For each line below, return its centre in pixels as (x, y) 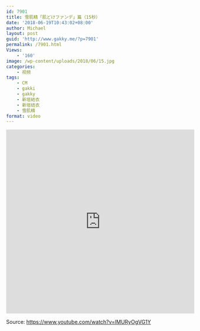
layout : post (22, 34)
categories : (21, 66)
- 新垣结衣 (28, 105)
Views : (14, 50)
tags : (13, 77)
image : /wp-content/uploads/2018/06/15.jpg (60, 61)
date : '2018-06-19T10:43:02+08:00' (50, 22)
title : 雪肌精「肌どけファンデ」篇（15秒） (53, 17)
